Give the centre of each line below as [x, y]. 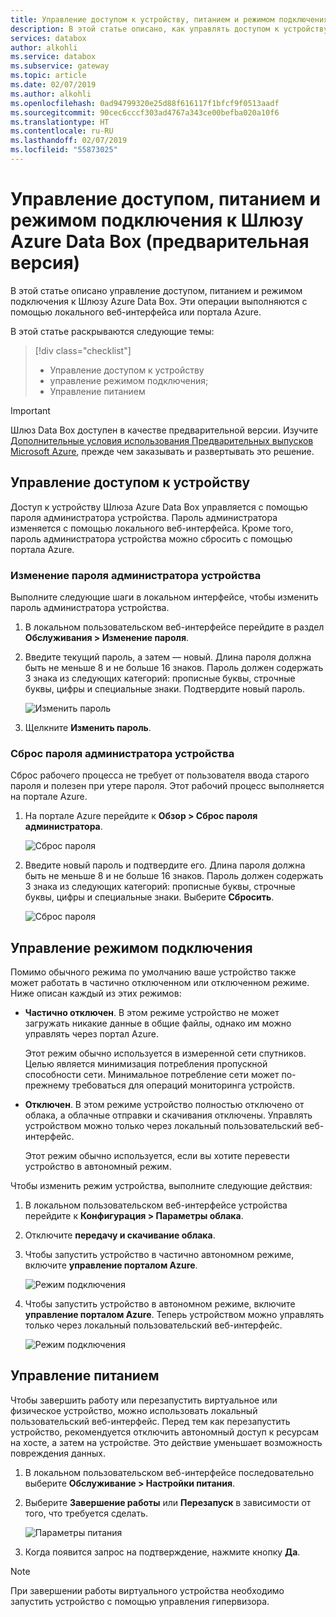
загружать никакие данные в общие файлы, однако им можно [158, 1023]
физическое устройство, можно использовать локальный [134, 1410]
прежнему [47, 1085]
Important [30, 410]
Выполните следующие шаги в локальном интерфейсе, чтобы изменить [164, 597]
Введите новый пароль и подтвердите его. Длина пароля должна [165, 865]
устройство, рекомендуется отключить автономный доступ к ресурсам [164, 1432]
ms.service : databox [53, 57]
